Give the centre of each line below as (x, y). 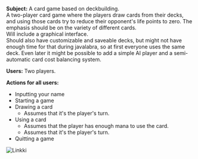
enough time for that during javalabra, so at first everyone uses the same (96, 47)
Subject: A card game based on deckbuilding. (63, 9)
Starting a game (35, 100)
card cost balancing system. (66, 59)
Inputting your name (40, 94)
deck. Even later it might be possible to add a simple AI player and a (89, 53)
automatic (18, 59)
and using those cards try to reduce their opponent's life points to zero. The (99, 21)
